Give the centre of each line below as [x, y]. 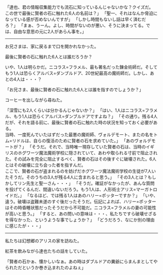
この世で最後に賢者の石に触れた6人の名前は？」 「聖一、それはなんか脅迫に [81, 13]
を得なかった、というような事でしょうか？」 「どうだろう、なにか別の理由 [80, 220]
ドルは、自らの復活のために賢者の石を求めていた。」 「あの [75, 141]
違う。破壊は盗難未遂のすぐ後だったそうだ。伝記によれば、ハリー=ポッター [81, 202]
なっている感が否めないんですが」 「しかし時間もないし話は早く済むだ [76, 19]
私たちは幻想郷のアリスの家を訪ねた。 [43, 241]
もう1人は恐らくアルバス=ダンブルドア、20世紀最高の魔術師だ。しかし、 [78, 73]
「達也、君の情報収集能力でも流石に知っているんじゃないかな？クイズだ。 [79, 7]
